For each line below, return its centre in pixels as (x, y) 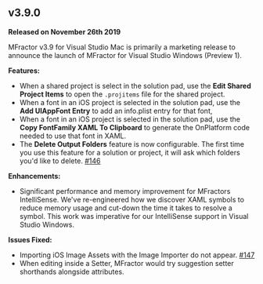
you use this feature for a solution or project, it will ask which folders (130, 152)
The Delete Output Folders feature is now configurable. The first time (132, 144)
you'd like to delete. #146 (60, 161)
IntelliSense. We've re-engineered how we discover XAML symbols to (132, 199)
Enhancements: (34, 176)
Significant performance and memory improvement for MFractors (125, 191)
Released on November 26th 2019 (65, 31)
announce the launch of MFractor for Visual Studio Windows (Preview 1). (125, 55)
